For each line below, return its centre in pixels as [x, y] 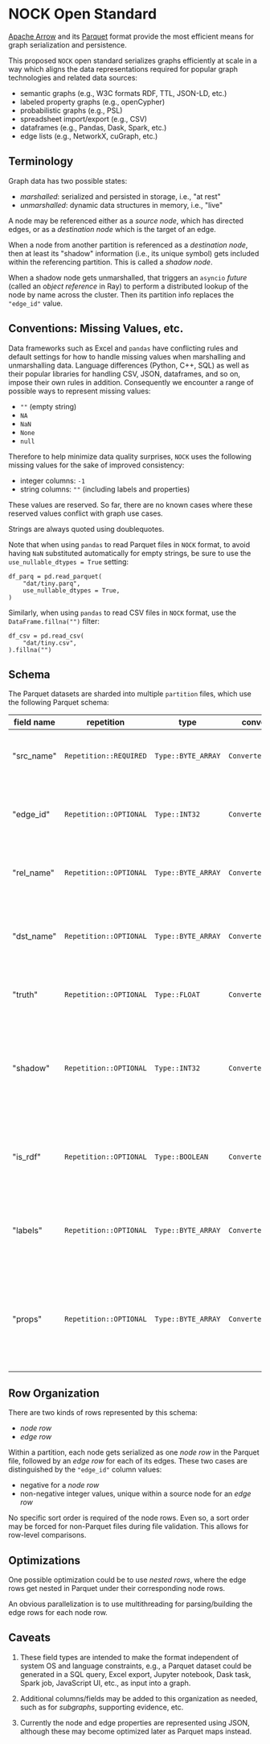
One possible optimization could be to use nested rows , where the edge [127, 1580]
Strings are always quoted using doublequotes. [86, 529]
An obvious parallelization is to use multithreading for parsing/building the [131, 1604]
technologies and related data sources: [73, 77]
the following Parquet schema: [59, 703]
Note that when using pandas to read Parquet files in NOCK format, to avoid [129, 544]
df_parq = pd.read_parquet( [55, 576]
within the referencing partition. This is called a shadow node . [110, 262]
